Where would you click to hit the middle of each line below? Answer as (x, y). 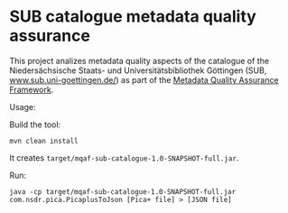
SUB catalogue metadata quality (133, 17)
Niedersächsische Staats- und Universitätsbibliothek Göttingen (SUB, (138, 70)
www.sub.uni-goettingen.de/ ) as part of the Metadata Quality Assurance (144, 79)
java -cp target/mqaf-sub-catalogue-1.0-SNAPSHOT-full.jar (123, 191)
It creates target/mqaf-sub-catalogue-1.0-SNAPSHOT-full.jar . (124, 157)
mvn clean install (44, 141)
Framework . (32, 89)
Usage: (23, 106)
